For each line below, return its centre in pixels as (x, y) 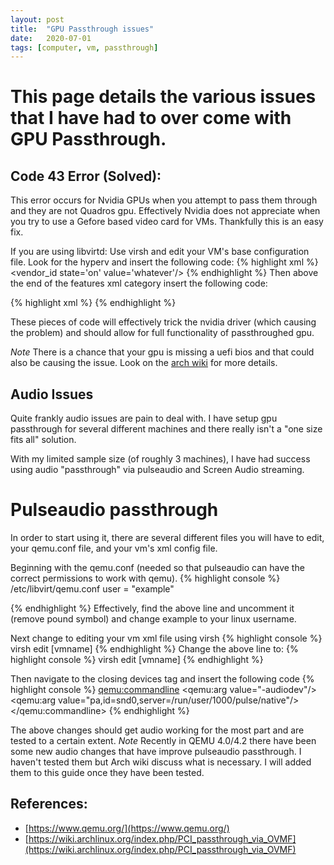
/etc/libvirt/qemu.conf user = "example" (92, 589)
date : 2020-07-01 (51, 38)
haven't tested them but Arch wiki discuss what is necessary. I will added (161, 762)
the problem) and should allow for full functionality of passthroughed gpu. (162, 333)
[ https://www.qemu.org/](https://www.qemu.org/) (127, 828)
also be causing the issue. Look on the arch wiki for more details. (144, 363)
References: (49, 804)
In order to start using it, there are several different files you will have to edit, (167, 537)
